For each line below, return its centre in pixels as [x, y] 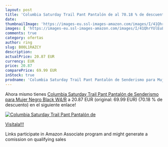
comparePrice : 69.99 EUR [31, 71]
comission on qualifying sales [36, 139]
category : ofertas [24, 38]
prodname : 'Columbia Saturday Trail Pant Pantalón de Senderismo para [80, 80]
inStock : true [20, 75]
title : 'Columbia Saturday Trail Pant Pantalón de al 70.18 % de [74, 15]
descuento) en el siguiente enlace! [41, 105]
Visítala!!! [14, 124]
